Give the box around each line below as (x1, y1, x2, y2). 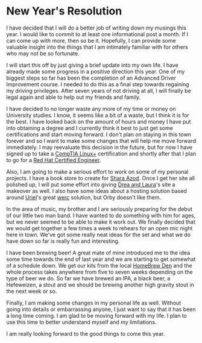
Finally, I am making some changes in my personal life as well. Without (6, 299, 181, 306)
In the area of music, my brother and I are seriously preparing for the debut (6, 205, 193, 212)
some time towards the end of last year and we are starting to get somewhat (6, 255, 196, 263)
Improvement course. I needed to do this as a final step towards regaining (6, 80, 189, 88)
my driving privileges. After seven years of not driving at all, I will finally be (6, 87, 191, 94)
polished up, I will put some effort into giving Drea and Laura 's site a (6, 181, 175, 188)
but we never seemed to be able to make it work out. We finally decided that (6, 218, 196, 225)
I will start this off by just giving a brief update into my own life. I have (6, 61, 179, 69)
